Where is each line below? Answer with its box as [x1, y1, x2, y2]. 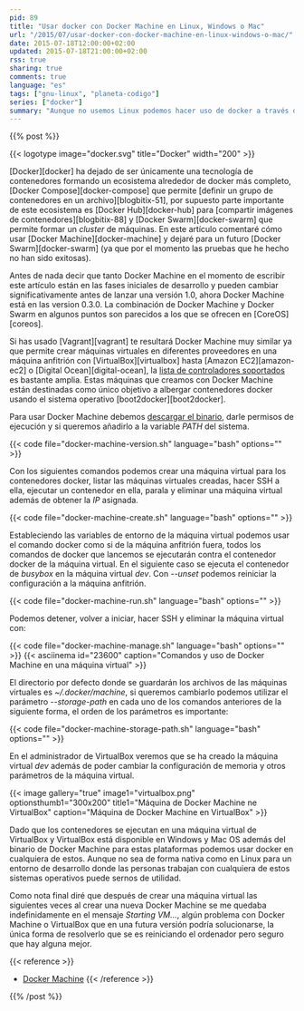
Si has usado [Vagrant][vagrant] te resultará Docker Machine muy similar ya [9, 336, 292, 347]
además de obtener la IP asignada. [9, 495, 138, 506]
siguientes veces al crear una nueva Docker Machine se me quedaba [9, 899, 267, 911]
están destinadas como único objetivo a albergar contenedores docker [9, 384, 273, 395]
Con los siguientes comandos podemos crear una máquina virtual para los [9, 466, 287, 477]
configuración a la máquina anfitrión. [9, 578, 147, 589]
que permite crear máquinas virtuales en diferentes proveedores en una [9, 345, 278, 356]
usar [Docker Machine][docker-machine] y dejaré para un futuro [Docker [9, 233, 281, 245]
